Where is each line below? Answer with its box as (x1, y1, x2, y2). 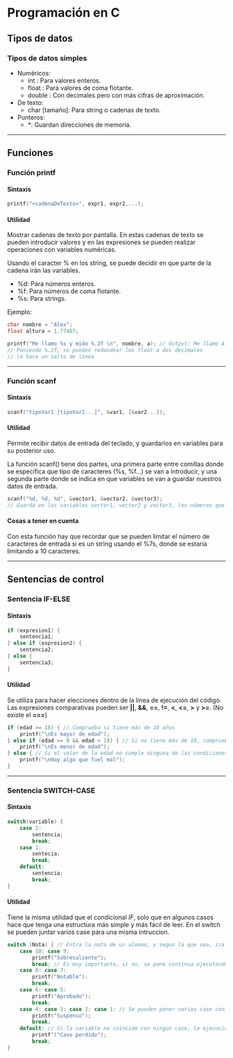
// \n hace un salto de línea (7, 353, 95, 360)
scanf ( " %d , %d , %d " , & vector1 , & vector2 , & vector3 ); (7, 496, 163, 503)
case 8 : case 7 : (19, 967, 67, 974)
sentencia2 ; (19, 646, 54, 653)
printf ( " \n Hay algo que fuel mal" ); (19, 756, 126, 763)
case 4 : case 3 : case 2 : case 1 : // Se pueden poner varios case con (19, 1005, 225, 1013)
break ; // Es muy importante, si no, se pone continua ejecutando (32, 960, 228, 968)
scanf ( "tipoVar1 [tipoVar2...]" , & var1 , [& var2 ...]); (7, 408, 166, 415)
